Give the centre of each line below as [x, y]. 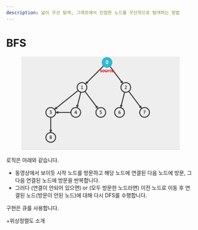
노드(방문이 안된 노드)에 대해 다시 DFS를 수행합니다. [87, 195]
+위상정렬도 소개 [26, 221]
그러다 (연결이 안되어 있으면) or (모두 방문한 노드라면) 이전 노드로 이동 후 [99, 188]
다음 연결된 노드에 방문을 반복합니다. [57, 180]
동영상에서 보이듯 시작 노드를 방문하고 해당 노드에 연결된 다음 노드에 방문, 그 [103, 173]
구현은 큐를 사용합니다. [33, 208]
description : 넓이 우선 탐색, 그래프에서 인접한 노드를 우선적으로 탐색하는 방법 [93, 13]
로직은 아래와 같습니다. [33, 160]
